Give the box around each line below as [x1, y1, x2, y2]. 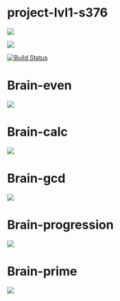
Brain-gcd [7, 171, 66, 186]
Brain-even [7, 78, 72, 94]
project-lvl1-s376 [7, 5, 108, 21]
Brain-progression [7, 217, 115, 232]
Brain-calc [7, 124, 68, 140]
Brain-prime [7, 263, 77, 279]
